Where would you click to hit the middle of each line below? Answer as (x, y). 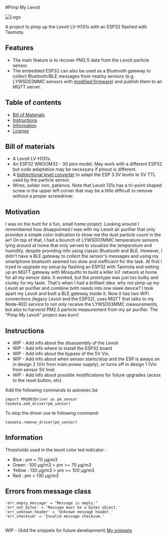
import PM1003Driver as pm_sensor (41, 400)
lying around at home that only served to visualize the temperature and (79, 246)
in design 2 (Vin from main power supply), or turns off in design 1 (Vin (85, 364)
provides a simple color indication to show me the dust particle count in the (83, 235)
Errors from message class (48, 491)
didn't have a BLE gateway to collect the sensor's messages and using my (82, 256)
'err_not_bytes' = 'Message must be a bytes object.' (63, 507)
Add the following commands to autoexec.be (52, 390)
